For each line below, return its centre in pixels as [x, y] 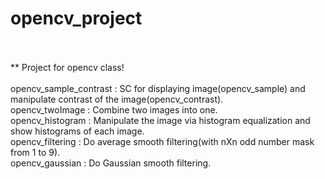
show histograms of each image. [77, 131]
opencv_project [76, 18]
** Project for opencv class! [67, 67]
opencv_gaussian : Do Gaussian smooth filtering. [111, 163]
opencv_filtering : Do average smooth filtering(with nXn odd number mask [162, 141]
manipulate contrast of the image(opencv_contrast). [117, 99]
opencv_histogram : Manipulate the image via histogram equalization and [160, 120]
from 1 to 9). [35, 152]
